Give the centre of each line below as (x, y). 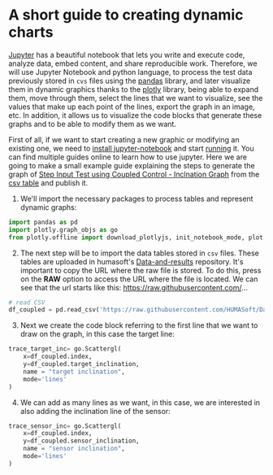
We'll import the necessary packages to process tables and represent (136, 198)
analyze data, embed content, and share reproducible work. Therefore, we (133, 63)
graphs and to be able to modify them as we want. (93, 124)
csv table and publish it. (48, 183)
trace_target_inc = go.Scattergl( (65, 349)
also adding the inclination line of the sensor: (95, 411)
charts (31, 32)
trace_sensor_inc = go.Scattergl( (65, 426)
